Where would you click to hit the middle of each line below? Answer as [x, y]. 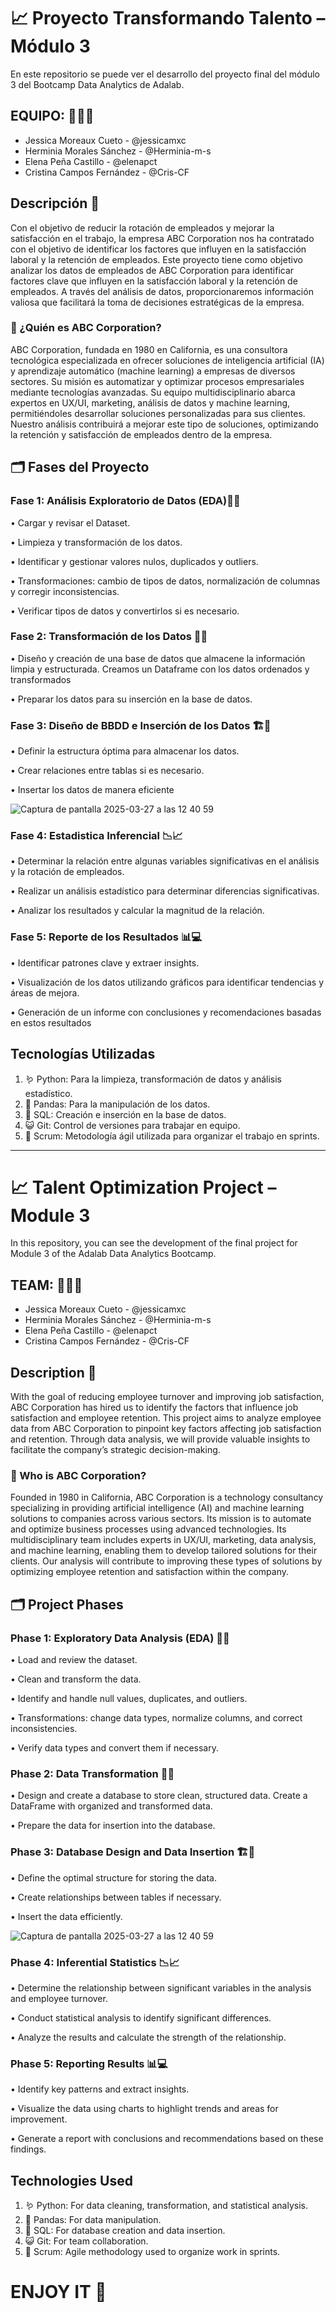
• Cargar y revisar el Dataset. [70, 522]
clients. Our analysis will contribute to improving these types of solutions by [166, 1561]
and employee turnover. [59, 1998]
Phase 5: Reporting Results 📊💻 [89, 2063]
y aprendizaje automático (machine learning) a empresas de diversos [153, 371]
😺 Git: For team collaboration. [86, 2241]
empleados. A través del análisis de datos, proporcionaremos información [162, 291]
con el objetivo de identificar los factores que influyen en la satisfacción [158, 249]
